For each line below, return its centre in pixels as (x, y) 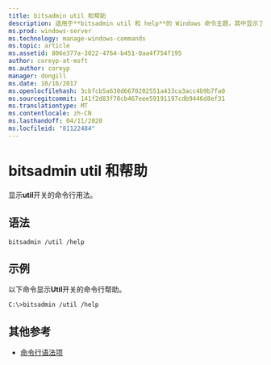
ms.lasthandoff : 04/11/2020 (56, 121)
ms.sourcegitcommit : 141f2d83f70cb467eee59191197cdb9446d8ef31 (117, 99)
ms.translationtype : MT (48, 106)
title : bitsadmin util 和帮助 (57, 16)
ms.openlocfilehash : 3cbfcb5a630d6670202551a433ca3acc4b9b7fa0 (117, 91)
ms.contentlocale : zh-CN (50, 114)
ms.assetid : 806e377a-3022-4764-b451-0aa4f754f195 (95, 53)
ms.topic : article (39, 46)
